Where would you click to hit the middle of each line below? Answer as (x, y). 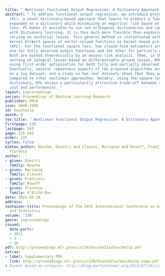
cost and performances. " (36, 87)
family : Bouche (25, 165)
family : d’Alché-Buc (30, 192)
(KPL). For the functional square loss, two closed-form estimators (81, 46)
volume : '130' (20, 215)
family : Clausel (26, 174)
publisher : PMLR (22, 101)
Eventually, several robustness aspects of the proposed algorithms (81, 69)
